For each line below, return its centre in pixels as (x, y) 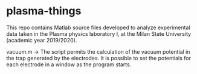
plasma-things (44, 11)
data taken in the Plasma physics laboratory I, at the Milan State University (99, 33)
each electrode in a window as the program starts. (69, 64)
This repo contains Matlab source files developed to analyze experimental (98, 27)
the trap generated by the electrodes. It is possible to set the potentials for (99, 58)
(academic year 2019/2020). (42, 40)
